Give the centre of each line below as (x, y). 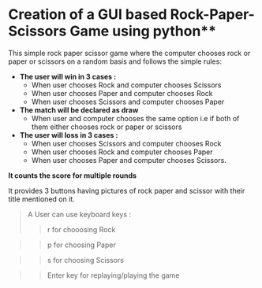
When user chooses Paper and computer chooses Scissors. (129, 160)
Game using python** (143, 31)
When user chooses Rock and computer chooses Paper (122, 152)
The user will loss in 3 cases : (69, 135)
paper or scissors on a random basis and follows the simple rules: (115, 61)
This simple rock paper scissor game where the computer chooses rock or (129, 53)
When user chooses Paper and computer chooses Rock (122, 93)
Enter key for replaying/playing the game (113, 275)
